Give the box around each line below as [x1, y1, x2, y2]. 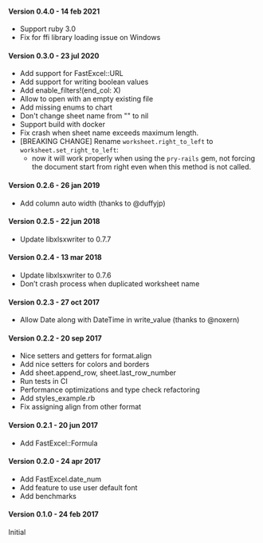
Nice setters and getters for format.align [19, 351, 152, 361]
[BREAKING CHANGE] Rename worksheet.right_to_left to [19, 137, 214, 146]
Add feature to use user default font [19, 482, 138, 492]
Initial [8, 528, 26, 537]
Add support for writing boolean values [19, 77, 149, 87]
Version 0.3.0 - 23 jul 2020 [8, 50, 100, 60]
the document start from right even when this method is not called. [31, 162, 252, 172]
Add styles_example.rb [19, 393, 96, 403]
